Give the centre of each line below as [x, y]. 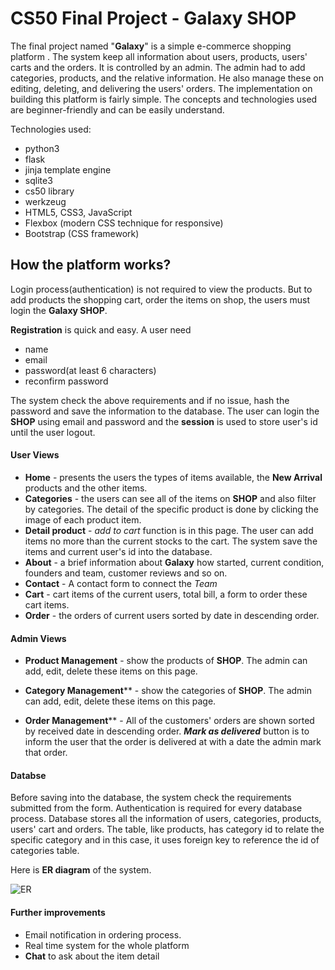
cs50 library [49, 191]
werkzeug [45, 201]
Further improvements [58, 912]
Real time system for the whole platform [107, 945]
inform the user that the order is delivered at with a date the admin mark [173, 742]
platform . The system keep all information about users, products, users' [159, 56]
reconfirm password [66, 381]
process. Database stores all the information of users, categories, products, [166, 819]
